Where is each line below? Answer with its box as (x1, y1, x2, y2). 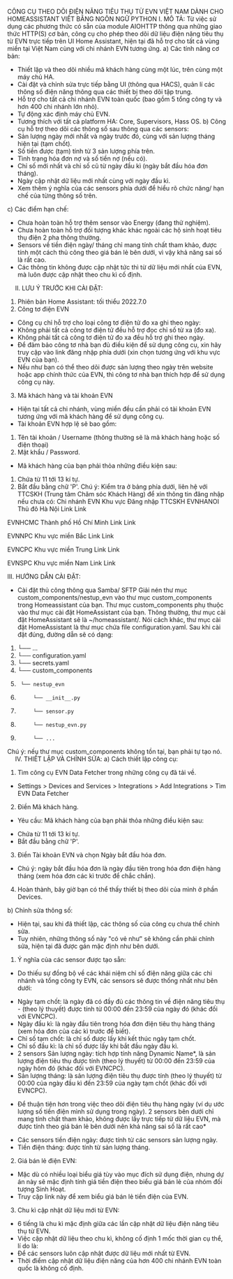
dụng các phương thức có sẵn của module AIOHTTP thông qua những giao (7, 22, 223, 30)
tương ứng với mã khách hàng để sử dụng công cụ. (17, 413, 165, 420)
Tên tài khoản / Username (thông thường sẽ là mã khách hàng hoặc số (17, 434, 220, 441)
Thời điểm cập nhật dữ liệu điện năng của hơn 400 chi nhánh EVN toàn (17, 1257, 222, 1264)
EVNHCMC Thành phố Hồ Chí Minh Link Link (7, 518, 136, 526)
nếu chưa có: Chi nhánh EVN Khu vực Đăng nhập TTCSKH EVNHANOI (17, 497, 220, 505)
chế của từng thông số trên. (17, 191, 98, 200)
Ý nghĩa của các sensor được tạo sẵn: (17, 956, 126, 963)
